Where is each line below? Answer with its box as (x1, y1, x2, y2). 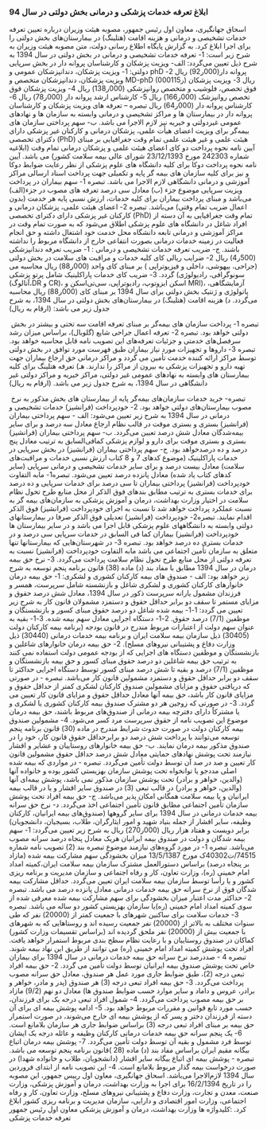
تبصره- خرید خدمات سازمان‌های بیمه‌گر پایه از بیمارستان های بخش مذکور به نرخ (10, 393, 246, 404)
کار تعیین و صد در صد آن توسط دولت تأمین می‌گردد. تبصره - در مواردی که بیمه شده (9, 757, 257, 767)
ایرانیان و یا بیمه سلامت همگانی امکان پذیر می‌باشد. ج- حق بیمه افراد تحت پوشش (9, 792, 250, 801)
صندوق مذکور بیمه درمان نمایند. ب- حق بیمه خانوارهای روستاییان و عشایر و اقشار (9, 741, 250, 750)
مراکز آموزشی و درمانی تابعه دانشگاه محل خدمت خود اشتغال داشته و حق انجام (9, 228, 243, 237)
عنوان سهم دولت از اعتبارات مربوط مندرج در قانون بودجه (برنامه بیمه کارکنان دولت (9, 622, 255, 631)
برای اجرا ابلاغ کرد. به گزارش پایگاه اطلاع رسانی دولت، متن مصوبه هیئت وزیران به (9, 41, 251, 51)
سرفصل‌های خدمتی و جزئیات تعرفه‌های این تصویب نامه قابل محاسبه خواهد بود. (9, 336, 242, 346)
